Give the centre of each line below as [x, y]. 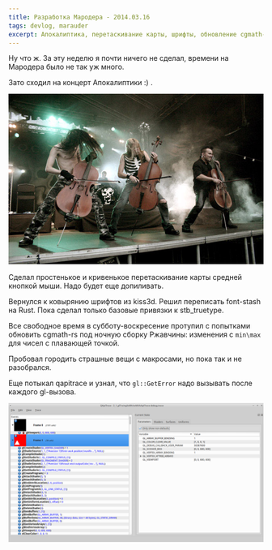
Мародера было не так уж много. [66, 67]
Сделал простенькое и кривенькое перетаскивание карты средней [125, 277]
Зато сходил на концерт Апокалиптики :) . [81, 83]
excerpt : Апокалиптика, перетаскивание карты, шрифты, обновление [123, 34]
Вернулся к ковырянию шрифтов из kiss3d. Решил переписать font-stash [135, 302]
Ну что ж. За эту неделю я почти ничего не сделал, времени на [119, 58]
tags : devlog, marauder [49, 26]
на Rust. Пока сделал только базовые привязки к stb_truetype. [116, 310]
